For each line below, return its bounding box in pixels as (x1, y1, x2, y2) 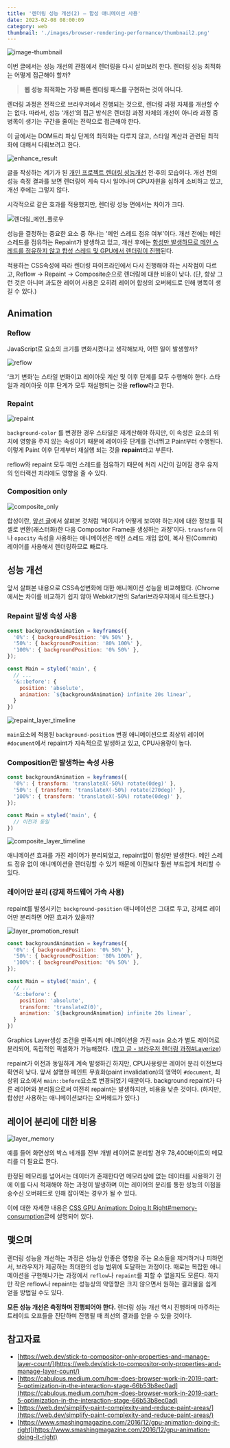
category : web (7, 23, 48, 30)
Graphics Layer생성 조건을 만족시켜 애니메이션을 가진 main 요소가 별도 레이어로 (7, 1036, 220, 1044)
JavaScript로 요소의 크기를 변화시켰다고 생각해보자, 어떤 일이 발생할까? (7, 345, 198, 353)
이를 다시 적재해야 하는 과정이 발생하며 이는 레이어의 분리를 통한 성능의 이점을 (14, 1180, 222, 1189)
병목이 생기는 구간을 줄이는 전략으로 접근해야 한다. (7, 118, 141, 126)
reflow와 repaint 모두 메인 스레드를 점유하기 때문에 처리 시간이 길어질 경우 (7, 460, 206, 468)
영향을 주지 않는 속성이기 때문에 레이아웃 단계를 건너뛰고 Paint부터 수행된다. (19, 437, 223, 446)
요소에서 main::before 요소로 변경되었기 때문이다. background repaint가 (19, 1077, 215, 1085)
